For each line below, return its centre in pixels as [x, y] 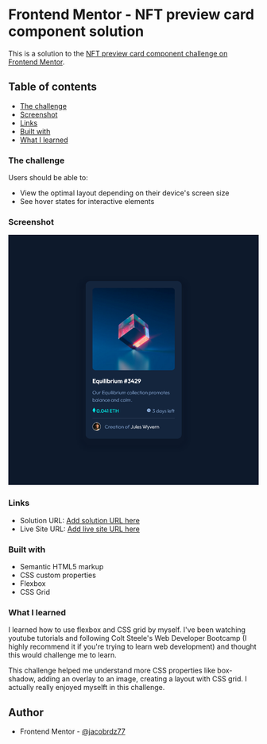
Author [26, 712]
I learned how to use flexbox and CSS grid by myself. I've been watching [127, 630]
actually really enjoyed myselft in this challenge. [87, 688]
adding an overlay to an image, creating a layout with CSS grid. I [142, 679]
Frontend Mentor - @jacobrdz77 [72, 731]
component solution [76, 31]
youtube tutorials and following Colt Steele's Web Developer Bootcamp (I [128, 638]
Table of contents [52, 87]
